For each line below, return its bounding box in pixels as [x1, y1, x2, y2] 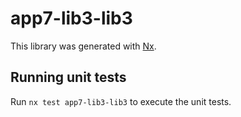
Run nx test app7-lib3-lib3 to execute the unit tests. [10, 95, 232, 107]
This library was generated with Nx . [10, 40, 157, 52]
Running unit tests [10, 69, 127, 86]
